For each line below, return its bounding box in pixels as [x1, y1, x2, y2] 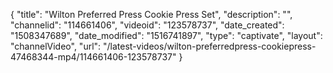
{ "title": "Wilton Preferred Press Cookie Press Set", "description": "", [10, 9, 293, 20]
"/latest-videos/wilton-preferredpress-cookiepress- [103, 40, 317, 52]
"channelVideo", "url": [10, 40, 102, 52]
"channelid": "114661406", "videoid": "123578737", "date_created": [10, 19, 285, 31]
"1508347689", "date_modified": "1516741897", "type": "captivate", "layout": [10, 30, 323, 41]
